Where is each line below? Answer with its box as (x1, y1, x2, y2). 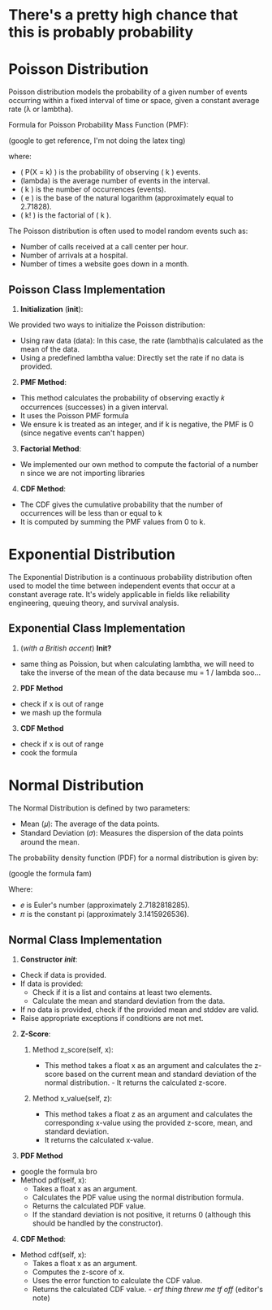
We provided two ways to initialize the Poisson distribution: (8, 319, 205, 330)
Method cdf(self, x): (19, 1250, 87, 1260)
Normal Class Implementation (8, 933, 162, 947)
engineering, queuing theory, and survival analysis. (8, 598, 179, 607)
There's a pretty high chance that (8, 6, 238, 24)
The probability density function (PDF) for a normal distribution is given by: (8, 853, 259, 863)
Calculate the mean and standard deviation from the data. (32, 997, 226, 1006)
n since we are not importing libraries (19, 468, 145, 478)
